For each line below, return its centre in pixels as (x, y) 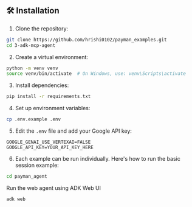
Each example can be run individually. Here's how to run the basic (98, 159)
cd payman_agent (27, 177)
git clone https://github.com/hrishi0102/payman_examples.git (87, 40)
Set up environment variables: (53, 108)
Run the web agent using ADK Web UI (54, 188)
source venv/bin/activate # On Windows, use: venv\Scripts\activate (96, 74)
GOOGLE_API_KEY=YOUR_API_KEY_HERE (50, 148)
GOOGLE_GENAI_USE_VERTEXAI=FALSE (49, 142)
